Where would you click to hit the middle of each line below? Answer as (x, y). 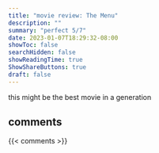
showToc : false (33, 45)
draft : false (30, 75)
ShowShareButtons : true (47, 67)
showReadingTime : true (45, 60)
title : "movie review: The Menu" (63, 15)
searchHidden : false (42, 52)
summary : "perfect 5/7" (47, 30)
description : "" (35, 23)
